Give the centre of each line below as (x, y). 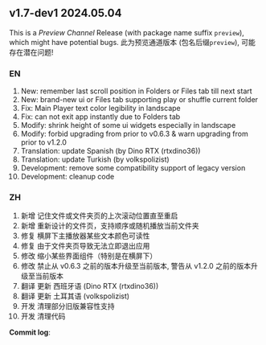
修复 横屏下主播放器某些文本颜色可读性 (85, 236)
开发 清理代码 (43, 316)
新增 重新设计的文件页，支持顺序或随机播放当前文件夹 (110, 226)
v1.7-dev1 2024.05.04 (65, 13)
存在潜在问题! (32, 52)
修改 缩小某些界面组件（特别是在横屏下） (89, 256)
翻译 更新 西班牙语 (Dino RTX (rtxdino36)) (90, 286)
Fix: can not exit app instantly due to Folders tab (100, 117)
